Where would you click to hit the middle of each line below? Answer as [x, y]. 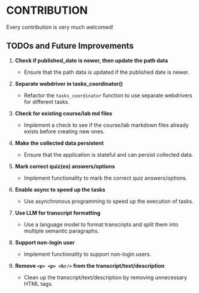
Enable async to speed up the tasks [60, 189]
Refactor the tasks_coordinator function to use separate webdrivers [108, 95]
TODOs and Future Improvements [70, 46]
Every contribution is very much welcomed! [60, 27]
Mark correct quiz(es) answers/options [65, 166]
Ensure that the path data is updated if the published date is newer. [107, 72]
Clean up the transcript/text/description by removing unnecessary [105, 277]
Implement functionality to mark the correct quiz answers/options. [105, 178]
